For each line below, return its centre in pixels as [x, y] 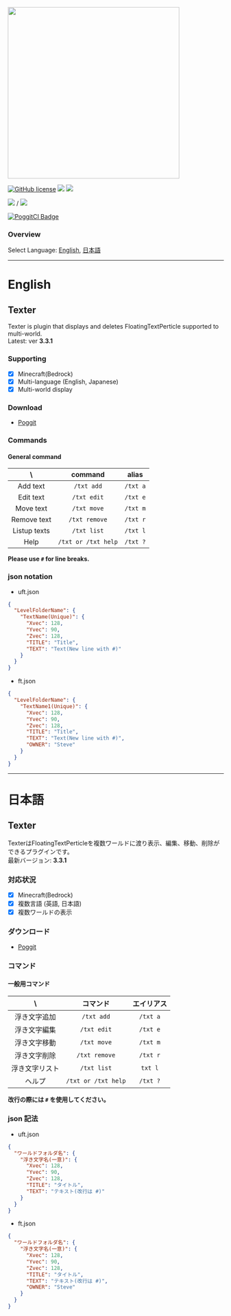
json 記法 [23, 1119]
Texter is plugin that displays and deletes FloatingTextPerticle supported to [113, 327]
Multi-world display [45, 389]
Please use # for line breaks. [49, 559]
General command [35, 456]
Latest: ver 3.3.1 [31, 341]
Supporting [27, 359]
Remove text [32, 519]
